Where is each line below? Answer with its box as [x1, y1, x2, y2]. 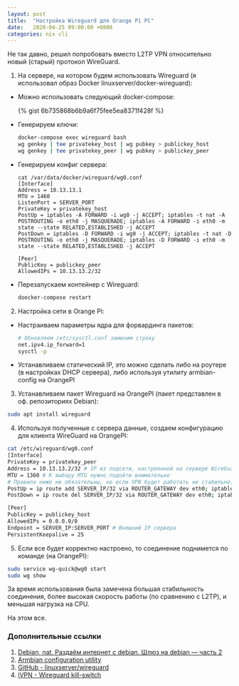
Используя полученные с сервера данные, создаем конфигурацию [17, 424, 223, 432]
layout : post [7, 10, 46, 18]
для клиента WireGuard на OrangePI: [17, 431, 128, 440]
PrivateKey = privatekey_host [17, 205, 108, 213]
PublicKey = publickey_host [7, 511, 91, 518]
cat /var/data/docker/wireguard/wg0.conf [17, 174, 142, 181]
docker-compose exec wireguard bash [17, 134, 127, 141]
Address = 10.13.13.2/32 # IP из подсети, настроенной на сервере [7, 465, 208, 472]
